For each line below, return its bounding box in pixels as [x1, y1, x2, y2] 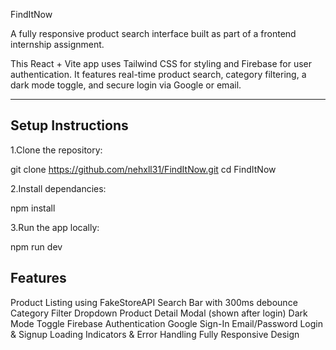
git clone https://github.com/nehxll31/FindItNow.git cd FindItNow [10, 163, 277, 175]
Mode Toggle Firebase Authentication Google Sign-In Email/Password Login [10, 317, 324, 329]
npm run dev [10, 240, 63, 253]
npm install [10, 202, 56, 214]
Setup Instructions [10, 117, 129, 134]
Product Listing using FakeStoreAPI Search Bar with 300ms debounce [10, 296, 298, 308]
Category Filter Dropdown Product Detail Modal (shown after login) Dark [10, 307, 308, 319]
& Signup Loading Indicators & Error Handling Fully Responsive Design [10, 328, 300, 340]
